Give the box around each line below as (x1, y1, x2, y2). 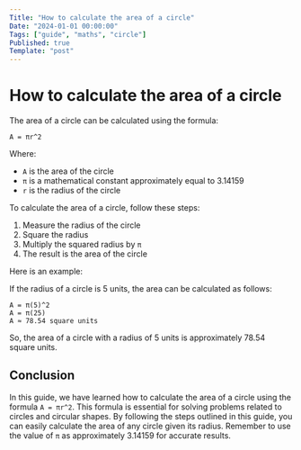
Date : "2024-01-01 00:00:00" (9, 22, 119, 31)
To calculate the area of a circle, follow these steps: (9, 202, 200, 213)
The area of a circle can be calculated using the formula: (9, 115, 218, 126)
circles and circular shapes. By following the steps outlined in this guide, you (9, 410, 293, 421)
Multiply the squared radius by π (22, 239, 142, 250)
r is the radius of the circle (22, 185, 121, 196)
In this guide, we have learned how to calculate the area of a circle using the (9, 391, 292, 402)
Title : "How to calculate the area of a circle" (9, 13, 195, 22)
